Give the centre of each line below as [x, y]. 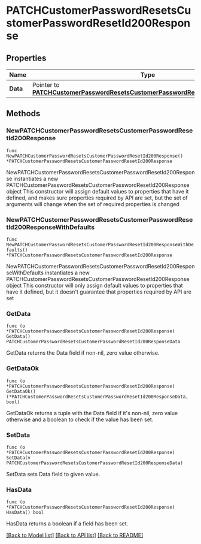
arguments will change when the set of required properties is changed [93, 204]
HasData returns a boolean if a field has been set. [67, 524]
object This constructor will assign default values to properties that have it [98, 191]
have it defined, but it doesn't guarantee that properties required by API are [99, 292]
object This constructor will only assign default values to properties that [95, 285]
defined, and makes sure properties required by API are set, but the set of [97, 198]
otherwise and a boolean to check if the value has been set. [80, 419]
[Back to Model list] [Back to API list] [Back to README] [75, 535]
